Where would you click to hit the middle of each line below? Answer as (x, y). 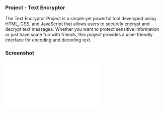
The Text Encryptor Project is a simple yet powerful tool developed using (80, 19)
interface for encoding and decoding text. (48, 40)
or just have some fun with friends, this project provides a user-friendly (79, 35)
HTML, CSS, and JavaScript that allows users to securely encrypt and (77, 24)
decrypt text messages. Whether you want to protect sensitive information (82, 29)
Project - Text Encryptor (35, 8)
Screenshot (20, 53)
